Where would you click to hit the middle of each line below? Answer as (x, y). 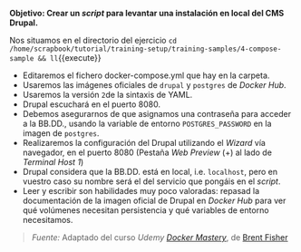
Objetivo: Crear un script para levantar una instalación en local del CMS (147, 13)
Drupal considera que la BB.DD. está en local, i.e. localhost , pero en (150, 172)
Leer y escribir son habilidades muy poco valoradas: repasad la (141, 191)
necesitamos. (48, 220)
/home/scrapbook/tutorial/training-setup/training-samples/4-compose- (146, 49)
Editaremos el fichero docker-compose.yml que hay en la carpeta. (146, 75)
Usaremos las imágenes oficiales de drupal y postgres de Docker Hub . (155, 85)
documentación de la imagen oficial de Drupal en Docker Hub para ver (154, 200)
